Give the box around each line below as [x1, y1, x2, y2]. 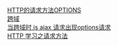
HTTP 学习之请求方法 [7, 32, 68, 40]
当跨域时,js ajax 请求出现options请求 [7, 23, 111, 31]
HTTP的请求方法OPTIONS [7, 6, 82, 14]
